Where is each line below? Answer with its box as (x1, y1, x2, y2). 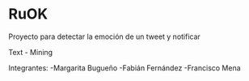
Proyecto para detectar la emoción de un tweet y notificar (8, 32, 200, 41)
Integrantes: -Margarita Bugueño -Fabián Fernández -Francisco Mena (8, 62, 241, 73)
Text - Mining (8, 47, 53, 57)
